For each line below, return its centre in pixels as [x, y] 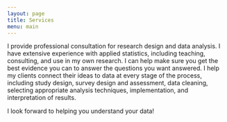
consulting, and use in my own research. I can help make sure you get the [113, 61]
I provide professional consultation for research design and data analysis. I [114, 46]
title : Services [31, 20]
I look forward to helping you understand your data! [81, 111]
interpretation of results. [42, 98]
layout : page [26, 14]
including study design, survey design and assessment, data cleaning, [108, 83]
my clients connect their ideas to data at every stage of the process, [105, 76]
